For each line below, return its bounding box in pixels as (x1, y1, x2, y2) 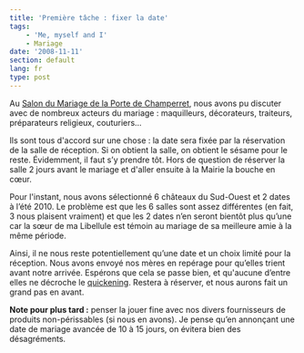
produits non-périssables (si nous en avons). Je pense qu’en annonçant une (9, 314, 296, 325)
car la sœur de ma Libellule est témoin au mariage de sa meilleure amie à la (9, 220, 292, 231)
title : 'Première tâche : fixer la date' (9, 13, 169, 23)
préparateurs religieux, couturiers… (9, 117, 143, 128)
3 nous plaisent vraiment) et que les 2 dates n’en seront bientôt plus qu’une (9, 211, 292, 222)
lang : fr (9, 65, 43, 74)
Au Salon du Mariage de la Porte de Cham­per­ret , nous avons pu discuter (9, 98, 282, 109)
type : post (9, 73, 51, 82)
